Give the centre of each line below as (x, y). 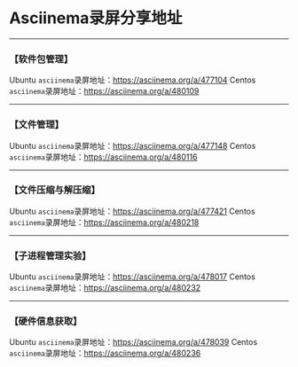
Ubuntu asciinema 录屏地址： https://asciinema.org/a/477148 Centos (133, 145)
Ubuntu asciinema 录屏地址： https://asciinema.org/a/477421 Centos (132, 211)
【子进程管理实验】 (50, 255)
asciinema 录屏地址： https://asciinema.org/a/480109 (104, 91)
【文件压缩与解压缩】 (55, 190)
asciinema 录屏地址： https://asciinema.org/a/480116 (103, 157)
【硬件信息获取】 (46, 322)
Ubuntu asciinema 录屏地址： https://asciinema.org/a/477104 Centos (133, 80)
